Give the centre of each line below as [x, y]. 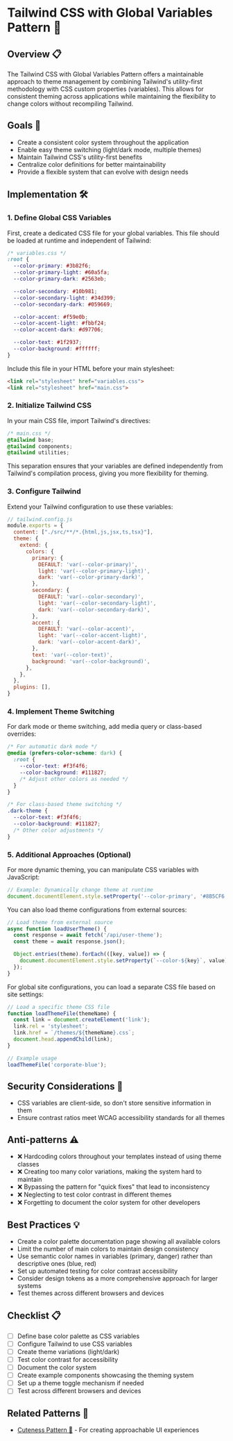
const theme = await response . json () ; [70, 942]
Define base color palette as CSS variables [78, 1336]
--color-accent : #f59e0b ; [51, 317]
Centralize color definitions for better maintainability [92, 164]
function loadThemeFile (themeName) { [62, 1013]
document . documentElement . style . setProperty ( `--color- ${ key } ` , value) [124, 961]
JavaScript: [24, 877]
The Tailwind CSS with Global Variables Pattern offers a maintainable [105, 74]
